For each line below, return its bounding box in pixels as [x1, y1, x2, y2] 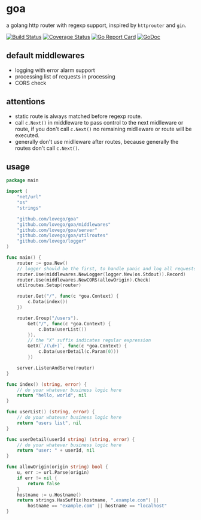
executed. [14, 131, 40, 139]
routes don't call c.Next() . [14, 144, 80, 152]
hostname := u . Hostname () [17, 492, 82, 498]
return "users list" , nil [17, 420, 82, 426]
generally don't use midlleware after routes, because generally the [14, 138, 179, 145]
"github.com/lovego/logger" [17, 238, 87, 244]
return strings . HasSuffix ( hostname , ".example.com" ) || [17, 497, 160, 503]
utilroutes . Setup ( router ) [17, 282, 82, 289]
